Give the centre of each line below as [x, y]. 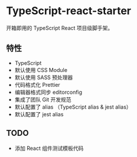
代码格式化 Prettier [37, 84]
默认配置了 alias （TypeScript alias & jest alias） [73, 107]
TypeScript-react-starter [69, 11]
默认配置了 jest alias [39, 114]
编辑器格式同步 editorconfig [48, 92]
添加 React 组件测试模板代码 [49, 148]
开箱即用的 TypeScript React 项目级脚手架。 [60, 28]
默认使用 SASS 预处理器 [44, 77]
